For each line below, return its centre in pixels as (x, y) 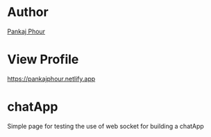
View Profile (43, 59)
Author (28, 12)
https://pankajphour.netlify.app (51, 79)
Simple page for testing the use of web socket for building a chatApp (106, 126)
